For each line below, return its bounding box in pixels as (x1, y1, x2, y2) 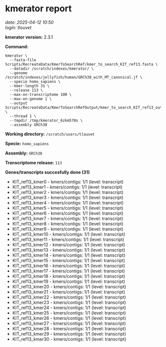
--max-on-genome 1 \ (9, 96, 52, 101)
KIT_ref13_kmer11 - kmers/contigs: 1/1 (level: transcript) (12, 236, 124, 242)
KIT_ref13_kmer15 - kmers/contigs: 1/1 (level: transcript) (12, 257, 125, 263)
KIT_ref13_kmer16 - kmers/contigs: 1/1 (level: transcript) (12, 263, 125, 269)
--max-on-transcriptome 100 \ (9, 92, 72, 97)
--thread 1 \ (9, 114, 37, 118)
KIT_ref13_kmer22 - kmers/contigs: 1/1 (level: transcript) (12, 294, 126, 300)
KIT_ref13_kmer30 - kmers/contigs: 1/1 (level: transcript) (12, 336, 126, 342)
